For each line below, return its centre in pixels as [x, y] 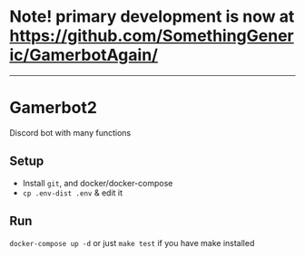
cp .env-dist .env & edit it [73, 193]
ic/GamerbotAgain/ [84, 55]
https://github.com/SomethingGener [152, 36]
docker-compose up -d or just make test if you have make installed [132, 243]
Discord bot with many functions [70, 132]
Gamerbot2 [54, 108]
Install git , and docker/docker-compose [98, 183]
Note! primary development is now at [152, 17]
